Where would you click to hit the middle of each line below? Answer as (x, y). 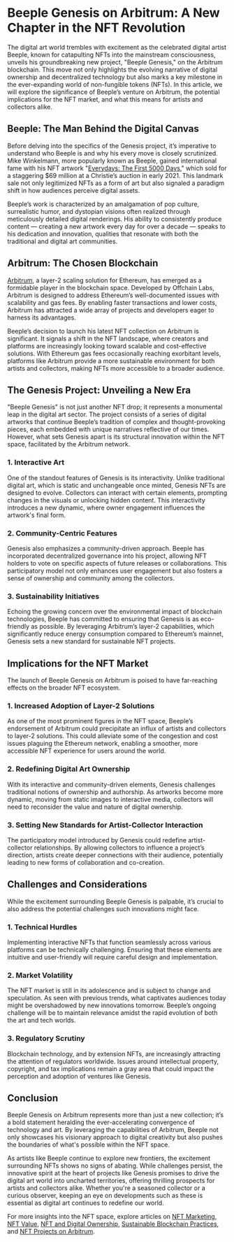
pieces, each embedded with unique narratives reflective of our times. (108, 430)
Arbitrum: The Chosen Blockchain (83, 263)
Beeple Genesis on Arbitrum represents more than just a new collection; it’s (116, 1115)
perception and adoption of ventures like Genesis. (79, 1076)
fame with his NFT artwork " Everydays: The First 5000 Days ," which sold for (117, 168)
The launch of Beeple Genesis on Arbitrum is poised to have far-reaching (112, 681)
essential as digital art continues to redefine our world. (86, 1203)
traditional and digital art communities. (63, 241)
